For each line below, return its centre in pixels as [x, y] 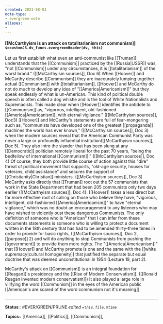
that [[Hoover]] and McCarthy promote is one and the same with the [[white [81, 249]
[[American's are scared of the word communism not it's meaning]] [72, 290]
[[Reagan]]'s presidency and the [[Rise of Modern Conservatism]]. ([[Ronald [81, 274]
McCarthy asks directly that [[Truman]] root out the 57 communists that [76, 182]
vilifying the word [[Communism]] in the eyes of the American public [73, 284]
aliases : [14, 23]
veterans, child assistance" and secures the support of [60, 172]
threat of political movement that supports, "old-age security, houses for [77, 167]
